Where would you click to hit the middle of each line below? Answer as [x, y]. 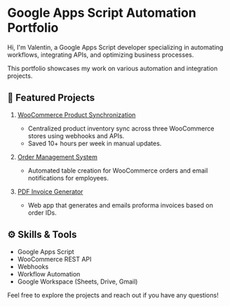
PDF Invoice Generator [50, 192]
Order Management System [57, 157]
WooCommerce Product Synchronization [76, 114]
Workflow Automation [49, 274]
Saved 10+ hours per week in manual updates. [95, 143]
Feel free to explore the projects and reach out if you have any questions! [113, 295]
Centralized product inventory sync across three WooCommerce [121, 128]
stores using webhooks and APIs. [76, 135]
